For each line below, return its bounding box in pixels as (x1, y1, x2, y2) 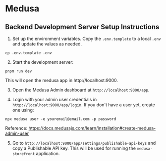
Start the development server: (12, 59, 74, 65)
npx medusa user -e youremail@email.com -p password (5, 117, 116, 121)
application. (36, 151, 60, 156)
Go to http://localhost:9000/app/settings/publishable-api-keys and (12, 140, 156, 146)
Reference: (5, 125, 28, 131)
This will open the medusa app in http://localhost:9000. (5, 78, 118, 83)
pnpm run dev (5, 69, 32, 74)
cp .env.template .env (5, 50, 52, 55)
